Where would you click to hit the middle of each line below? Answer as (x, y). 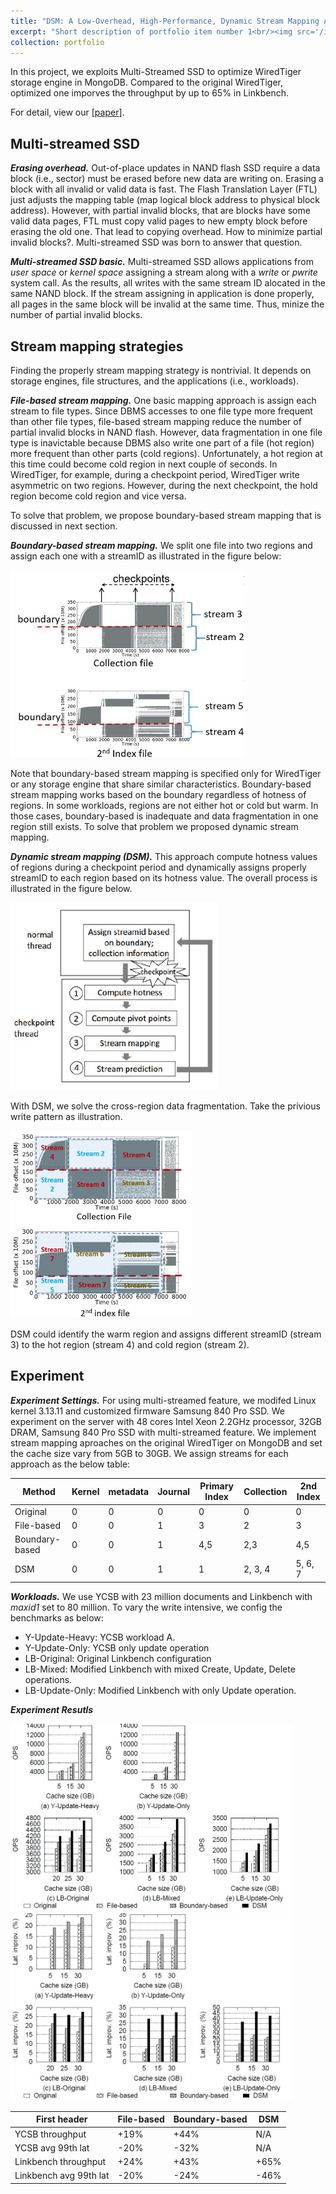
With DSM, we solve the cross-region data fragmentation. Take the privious (165, 1106)
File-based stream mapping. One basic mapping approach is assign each (163, 400)
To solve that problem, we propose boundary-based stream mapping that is (166, 515)
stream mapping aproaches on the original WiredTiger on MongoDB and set (166, 1442)
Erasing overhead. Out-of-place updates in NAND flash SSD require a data (165, 168)
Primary (217, 1486)
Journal (174, 1491)
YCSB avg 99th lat (52, 2147)
